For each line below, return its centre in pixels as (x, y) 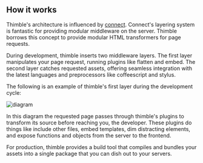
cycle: (14, 92)
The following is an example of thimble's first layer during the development (100, 86)
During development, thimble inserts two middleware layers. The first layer (99, 55)
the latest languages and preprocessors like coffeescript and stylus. (91, 74)
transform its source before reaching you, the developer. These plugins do (99, 123)
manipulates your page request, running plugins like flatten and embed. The (101, 62)
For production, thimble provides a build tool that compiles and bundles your (101, 147)
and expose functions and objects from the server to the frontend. (89, 135)
